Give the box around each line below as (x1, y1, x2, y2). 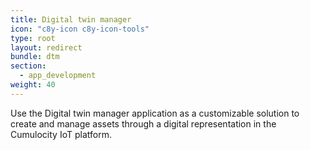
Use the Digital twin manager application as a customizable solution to (10, 107, 300, 119)
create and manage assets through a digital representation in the (10, 117, 277, 130)
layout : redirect (10, 42, 83, 53)
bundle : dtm (10, 52, 60, 62)
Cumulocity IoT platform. (10, 128, 112, 140)
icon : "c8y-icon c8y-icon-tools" (10, 24, 150, 34)
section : (10, 61, 47, 71)
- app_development (19, 71, 97, 81)
